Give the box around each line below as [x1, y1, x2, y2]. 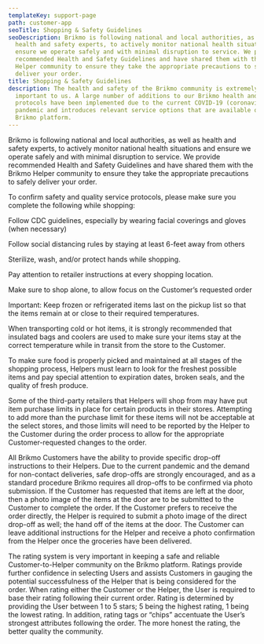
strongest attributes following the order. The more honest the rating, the [8, 618, 241, 628]
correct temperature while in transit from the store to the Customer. [8, 340, 226, 349]
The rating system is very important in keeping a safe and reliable [8, 551, 220, 561]
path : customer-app [8, 19, 72, 27]
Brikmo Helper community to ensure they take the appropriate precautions [8, 168, 249, 177]
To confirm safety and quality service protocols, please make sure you [8, 192, 236, 201]
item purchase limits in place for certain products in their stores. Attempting [8, 404, 253, 413]
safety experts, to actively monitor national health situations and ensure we [8, 143, 251, 153]
